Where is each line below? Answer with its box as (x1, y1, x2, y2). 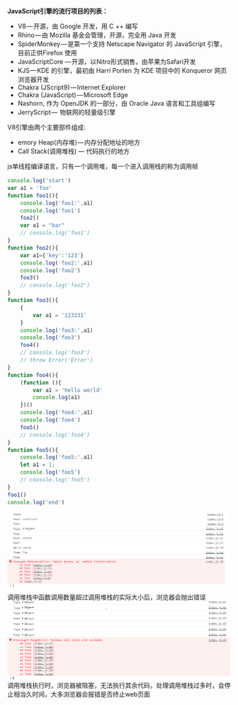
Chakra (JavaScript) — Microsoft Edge (17, 91, 129, 99)
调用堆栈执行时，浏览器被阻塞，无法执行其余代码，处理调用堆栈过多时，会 (7, 681, 225, 690)
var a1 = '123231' (33, 311, 87, 318)
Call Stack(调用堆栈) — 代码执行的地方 (17, 147, 130, 155)
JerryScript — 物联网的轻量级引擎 (17, 108, 116, 116)
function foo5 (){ (7, 446, 59, 453)
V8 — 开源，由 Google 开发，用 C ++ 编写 (17, 22, 138, 30)
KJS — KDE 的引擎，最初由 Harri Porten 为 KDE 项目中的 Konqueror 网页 (17, 67, 227, 74)
